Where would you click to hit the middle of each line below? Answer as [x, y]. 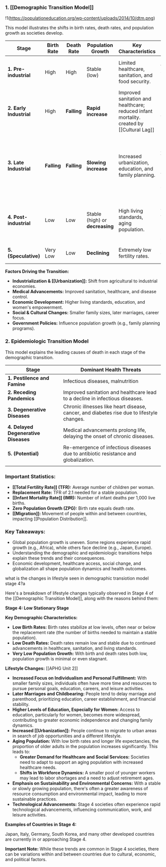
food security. [135, 82]
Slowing [96, 163]
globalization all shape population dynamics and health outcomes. [80, 569]
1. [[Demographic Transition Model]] [49, 7]
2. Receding [22, 392]
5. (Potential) [23, 453]
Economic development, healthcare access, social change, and [77, 563]
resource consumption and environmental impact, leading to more [80, 794]
